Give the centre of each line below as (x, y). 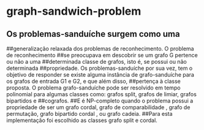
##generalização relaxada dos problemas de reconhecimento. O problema (100, 48)
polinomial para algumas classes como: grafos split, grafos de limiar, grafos (102, 94)
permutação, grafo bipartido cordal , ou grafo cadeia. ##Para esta (89, 114)
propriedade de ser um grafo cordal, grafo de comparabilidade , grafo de (98, 107)
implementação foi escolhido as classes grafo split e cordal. (82, 120)
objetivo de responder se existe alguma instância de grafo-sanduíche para (100, 75)
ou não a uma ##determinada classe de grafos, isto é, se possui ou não (96, 62)
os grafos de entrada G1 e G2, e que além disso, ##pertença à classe (93, 81)
